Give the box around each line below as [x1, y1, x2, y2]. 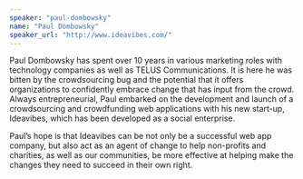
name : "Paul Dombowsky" [9, 22, 100, 31]
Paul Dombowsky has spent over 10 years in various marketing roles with [9, 55, 283, 66]
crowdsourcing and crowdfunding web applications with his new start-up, [9, 104, 286, 114]
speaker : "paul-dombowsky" [9, 13, 112, 23]
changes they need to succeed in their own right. [9, 160, 193, 171]
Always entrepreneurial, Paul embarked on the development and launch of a [9, 94, 294, 104]
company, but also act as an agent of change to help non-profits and [9, 140, 267, 151]
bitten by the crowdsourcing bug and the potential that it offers [9, 75, 244, 85]
